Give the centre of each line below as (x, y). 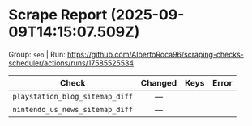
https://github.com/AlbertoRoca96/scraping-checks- (156, 54)
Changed (159, 82)
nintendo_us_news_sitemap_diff (73, 109)
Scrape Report (58, 15)
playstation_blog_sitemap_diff (73, 96)
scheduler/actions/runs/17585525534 (71, 63)
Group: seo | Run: (37, 54)
